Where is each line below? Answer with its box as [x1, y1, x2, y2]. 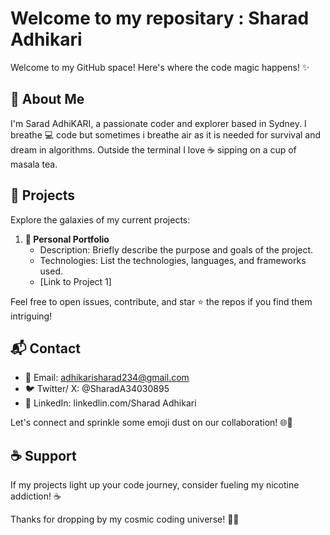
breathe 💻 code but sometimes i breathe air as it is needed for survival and [10, 128, 322, 141]
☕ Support [10, 447, 77, 464]
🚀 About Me [10, 91, 85, 108]
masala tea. [10, 158, 58, 170]
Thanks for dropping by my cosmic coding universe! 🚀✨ [10, 513, 240, 526]
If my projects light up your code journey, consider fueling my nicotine [10, 479, 300, 491]
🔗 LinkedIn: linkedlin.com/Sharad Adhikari [24, 397, 197, 409]
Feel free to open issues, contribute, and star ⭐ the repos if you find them [10, 295, 313, 307]
